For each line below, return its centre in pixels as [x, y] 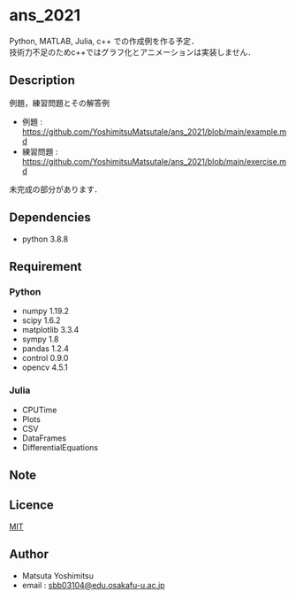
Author [29, 554]
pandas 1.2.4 [45, 349]
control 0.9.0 [45, 358]
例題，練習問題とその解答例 [60, 103]
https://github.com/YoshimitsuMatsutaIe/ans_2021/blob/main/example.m [154, 131]
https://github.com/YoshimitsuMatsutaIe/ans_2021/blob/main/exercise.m [154, 161]
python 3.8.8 [45, 239]
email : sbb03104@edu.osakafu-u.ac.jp [93, 585]
